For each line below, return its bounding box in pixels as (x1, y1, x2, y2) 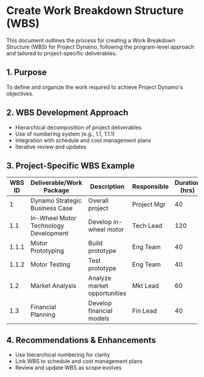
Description (90, 182, 125, 191)
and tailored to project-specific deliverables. (6, 49, 117, 57)
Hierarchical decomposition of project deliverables (15, 123, 142, 131)
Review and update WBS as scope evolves (15, 364, 122, 372)
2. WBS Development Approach (6, 108, 129, 118)
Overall (87, 196, 109, 205)
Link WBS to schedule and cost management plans (15, 358, 143, 365)
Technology (30, 221, 65, 230)
